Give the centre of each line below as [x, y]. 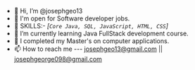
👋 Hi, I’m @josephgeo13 [48, 11]
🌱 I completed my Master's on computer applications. [92, 41]
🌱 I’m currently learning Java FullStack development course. [101, 33]
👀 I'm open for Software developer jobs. [72, 18]
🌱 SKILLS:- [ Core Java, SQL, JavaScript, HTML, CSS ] [91, 26]
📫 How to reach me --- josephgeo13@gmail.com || [88, 49]
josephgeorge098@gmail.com [58, 59]
